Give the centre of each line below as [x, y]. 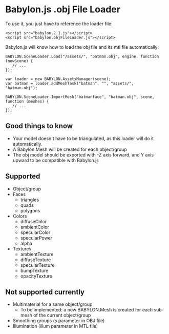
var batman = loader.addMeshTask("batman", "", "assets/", [70, 83]
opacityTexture [36, 276]
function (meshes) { [27, 101]
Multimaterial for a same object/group [52, 304]
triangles [30, 200]
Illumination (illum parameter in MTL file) [55, 326]
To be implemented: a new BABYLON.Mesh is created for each [87, 310]
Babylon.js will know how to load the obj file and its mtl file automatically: [82, 47]
